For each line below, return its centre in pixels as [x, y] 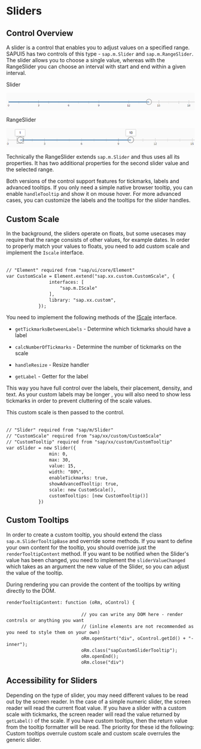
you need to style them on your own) [53, 632]
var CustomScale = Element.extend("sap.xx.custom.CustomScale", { [91, 277]
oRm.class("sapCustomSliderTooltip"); [130, 650]
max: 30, [60, 460]
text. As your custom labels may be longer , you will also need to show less [99, 395]
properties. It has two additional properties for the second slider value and [98, 163]
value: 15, [63, 466]
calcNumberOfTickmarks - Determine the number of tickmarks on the [98, 347]
